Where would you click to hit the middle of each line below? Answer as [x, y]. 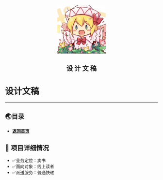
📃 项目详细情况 [27, 148]
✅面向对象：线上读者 [33, 166]
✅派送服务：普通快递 [33, 172]
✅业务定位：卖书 [29, 160]
